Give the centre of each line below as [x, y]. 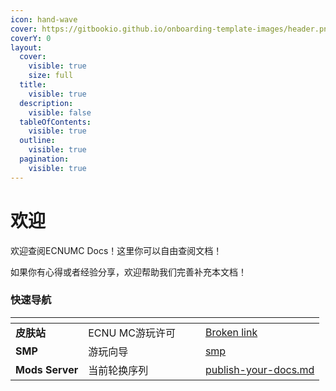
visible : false [60, 112]
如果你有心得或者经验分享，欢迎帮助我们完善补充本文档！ [128, 272]
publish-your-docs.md [259, 369]
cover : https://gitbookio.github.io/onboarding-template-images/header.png [171, 29]
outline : [37, 141]
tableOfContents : [55, 122]
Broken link [231, 332]
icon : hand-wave [44, 19]
